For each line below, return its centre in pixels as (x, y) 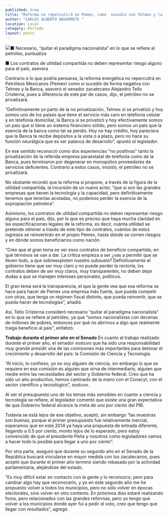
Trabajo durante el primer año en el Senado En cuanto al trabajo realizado (82, 338)
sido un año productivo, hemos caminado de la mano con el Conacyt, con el (84, 379)
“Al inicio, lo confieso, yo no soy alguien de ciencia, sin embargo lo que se (82, 363)
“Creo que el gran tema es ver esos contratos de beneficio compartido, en (82, 250)
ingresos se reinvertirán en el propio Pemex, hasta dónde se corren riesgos (83, 235)
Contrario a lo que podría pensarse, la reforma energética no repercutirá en (83, 78)
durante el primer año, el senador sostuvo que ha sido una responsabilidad (82, 343)
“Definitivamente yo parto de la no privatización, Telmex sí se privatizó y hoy (84, 109)
